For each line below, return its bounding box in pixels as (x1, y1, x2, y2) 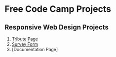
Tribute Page (11, 36, 38, 42)
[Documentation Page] (11, 47, 58, 52)
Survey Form (11, 41, 38, 47)
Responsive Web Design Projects (4, 23, 109, 31)
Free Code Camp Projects (4, 3, 112, 15)
